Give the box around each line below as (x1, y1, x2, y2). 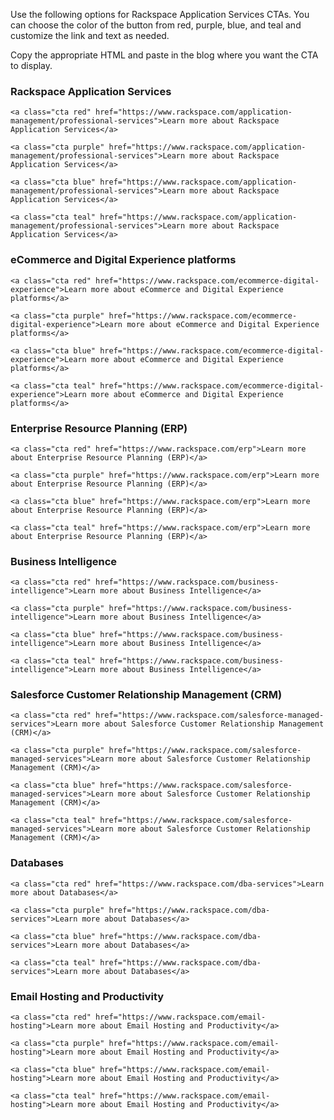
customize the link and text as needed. (10, 30, 170, 41)
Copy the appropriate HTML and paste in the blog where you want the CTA (10, 49, 319, 61)
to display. (10, 60, 53, 71)
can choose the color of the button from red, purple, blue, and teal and (10, 19, 302, 31)
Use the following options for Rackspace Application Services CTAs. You (10, 9, 310, 20)
